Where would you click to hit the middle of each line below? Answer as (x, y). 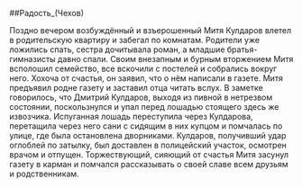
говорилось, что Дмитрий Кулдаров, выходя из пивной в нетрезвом (141, 97)
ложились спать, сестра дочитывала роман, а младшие (117, 49)
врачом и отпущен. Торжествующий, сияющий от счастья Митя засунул (149, 155)
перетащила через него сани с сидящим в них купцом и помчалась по (146, 126)
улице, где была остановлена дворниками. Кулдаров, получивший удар (148, 135)
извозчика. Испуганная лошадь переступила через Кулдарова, (132, 116)
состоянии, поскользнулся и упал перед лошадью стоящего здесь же (144, 107)
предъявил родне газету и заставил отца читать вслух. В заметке (136, 88)
